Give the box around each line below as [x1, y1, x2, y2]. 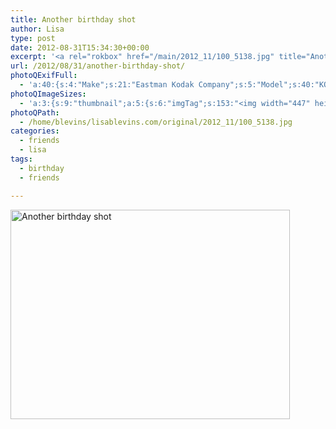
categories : [10, 126, 60, 136]
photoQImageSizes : [10, 89, 87, 99]
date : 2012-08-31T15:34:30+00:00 [10, 42, 150, 53]
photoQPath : [10, 107, 60, 118]
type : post [10, 33, 56, 43]
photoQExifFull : [10, 71, 78, 81]
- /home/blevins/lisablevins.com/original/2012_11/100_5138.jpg [19, 117, 293, 127]
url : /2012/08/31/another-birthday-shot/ [10, 61, 186, 71]
